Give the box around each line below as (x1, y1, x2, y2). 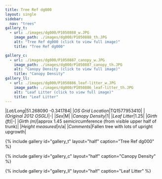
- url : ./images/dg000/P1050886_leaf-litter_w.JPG (9, 81, 116, 86)
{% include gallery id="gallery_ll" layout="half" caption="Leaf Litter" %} (5, 168, 152, 174)
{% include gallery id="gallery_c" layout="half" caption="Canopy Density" (5, 153, 156, 159)
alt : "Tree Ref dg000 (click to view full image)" (14, 40, 121, 45)
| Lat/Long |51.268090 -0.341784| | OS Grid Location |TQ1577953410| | (5, 108, 145, 114)
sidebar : (5, 16, 23, 21)
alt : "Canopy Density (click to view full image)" (14, 67, 121, 72)
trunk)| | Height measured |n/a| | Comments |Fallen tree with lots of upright (5, 124, 153, 130)
